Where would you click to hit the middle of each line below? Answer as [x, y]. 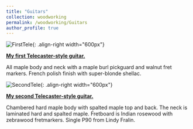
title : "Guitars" [27, 11]
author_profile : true [32, 28]
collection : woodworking [36, 17]
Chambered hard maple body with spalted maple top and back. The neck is [97, 108]
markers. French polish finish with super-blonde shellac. [74, 73]
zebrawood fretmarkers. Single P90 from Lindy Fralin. [71, 120]
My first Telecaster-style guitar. [46, 56]
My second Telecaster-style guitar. [50, 96]
